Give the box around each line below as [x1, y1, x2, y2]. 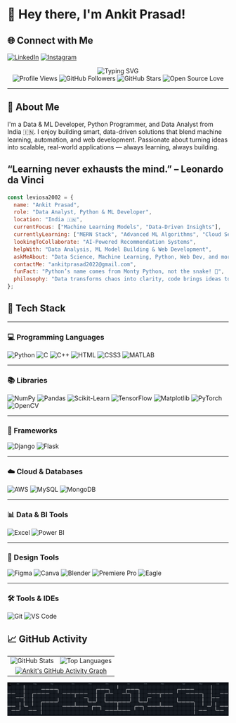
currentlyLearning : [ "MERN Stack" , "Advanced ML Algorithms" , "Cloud [13, 231, 221, 238]
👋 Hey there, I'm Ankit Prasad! [7, 6, 186, 23]
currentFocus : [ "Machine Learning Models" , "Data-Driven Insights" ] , [13, 223, 221, 231]
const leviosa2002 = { [7, 194, 74, 201]
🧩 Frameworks [7, 426, 58, 435]
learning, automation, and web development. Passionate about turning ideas [7, 135, 228, 144]
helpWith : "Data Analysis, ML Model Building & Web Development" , [13, 246, 212, 253]
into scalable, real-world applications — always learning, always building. [7, 142, 220, 151]
